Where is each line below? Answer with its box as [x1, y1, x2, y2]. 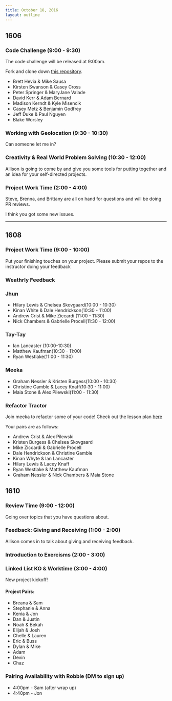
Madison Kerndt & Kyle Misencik [12, 100, 81, 106]
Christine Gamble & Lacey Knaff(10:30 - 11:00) [12, 384, 110, 390]
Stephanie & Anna [12, 605, 51, 612]
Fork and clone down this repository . [5, 68, 83, 75]
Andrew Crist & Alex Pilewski [12, 433, 74, 440]
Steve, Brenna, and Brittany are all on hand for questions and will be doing [5, 196, 162, 202]
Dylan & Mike [12, 643, 41, 650]
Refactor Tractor [5, 402, 48, 409]
